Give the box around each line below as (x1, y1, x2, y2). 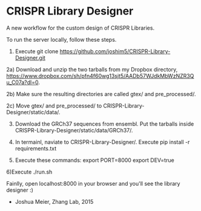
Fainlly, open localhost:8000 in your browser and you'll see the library (6, 180, 180, 187)
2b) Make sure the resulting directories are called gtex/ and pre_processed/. (6, 90, 196, 97)
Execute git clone (15, 47, 59, 55)
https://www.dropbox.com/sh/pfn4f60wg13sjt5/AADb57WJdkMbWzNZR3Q (6, 72, 194, 79)
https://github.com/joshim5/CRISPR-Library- (59, 47, 171, 55)
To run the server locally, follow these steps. (6, 36, 117, 43)
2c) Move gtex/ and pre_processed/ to (6, 102, 102, 109)
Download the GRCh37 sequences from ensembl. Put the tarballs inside (15, 120, 194, 128)
